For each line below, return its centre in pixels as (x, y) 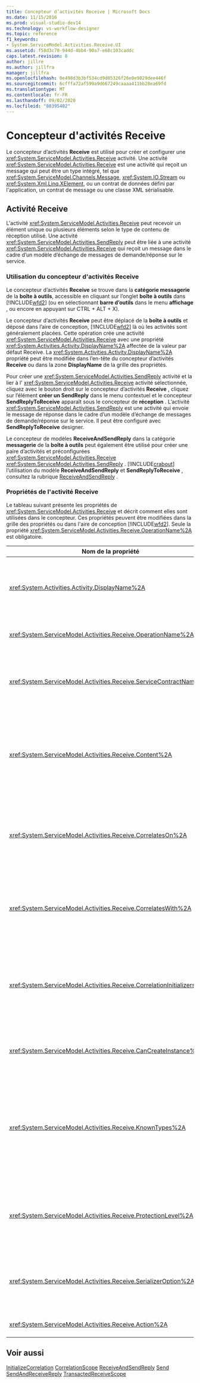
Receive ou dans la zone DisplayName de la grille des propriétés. (87, 365)
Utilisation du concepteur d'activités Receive (73, 277)
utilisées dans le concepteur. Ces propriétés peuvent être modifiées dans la (99, 517)
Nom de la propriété (110, 551)
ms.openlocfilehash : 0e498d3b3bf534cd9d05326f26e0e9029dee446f (86, 78)
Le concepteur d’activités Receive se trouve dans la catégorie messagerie (98, 289)
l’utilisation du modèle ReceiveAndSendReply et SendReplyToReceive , (95, 470)
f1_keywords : (22, 39)
